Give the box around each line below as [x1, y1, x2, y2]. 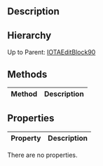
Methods [7, 68, 48, 80]
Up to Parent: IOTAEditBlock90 [7, 48, 96, 57]
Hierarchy [7, 29, 52, 41]
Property [11, 133, 41, 143]
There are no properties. [7, 151, 78, 159]
